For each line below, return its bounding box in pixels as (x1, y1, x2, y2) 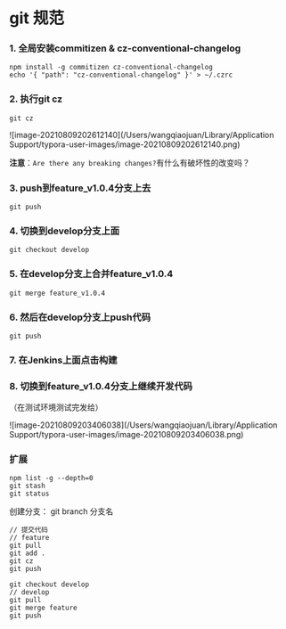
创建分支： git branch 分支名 (9, 506, 114, 517)
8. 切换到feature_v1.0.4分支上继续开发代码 (9, 380, 193, 392)
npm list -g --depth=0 (9, 474, 94, 483)
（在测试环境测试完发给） (9, 402, 103, 413)
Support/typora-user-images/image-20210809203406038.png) (9, 429, 244, 440)
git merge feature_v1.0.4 (9, 289, 105, 298)
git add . (9, 549, 46, 558)
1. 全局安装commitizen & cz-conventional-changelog (9, 42, 241, 54)
